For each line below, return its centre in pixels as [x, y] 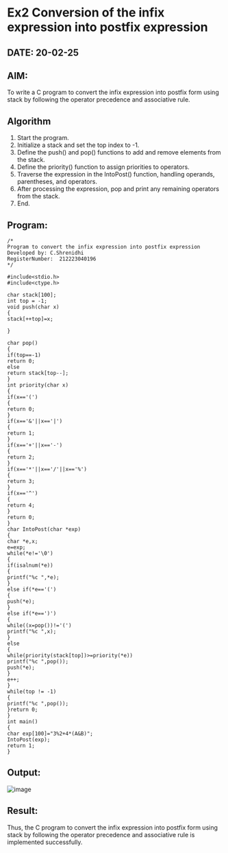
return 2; [21, 457]
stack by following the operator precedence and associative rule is [101, 834]
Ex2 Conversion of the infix [86, 13]
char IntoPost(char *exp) [44, 530]
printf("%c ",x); [32, 632]
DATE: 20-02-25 [43, 53]
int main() [23, 722]
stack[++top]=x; [30, 319]
